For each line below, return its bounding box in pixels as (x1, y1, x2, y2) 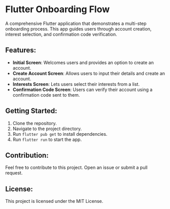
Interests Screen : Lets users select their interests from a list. (12, 81, 140, 87)
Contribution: (5, 151, 49, 160)
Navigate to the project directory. (12, 126, 82, 132)
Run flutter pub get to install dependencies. (12, 131, 108, 137)
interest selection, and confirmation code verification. (5, 31, 118, 37)
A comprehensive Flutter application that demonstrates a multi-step (5, 20, 147, 26)
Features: (5, 46, 37, 54)
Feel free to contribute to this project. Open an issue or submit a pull (5, 164, 148, 171)
